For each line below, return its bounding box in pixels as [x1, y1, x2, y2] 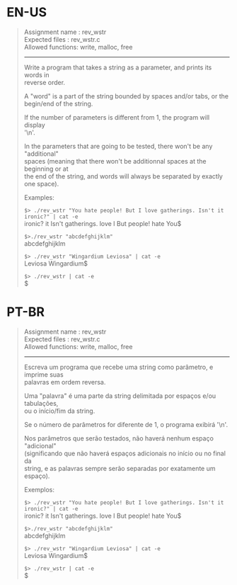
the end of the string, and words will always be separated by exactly [23, 171, 224, 181]
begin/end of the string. [23, 99, 93, 108]
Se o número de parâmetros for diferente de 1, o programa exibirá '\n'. [23, 420, 228, 428]
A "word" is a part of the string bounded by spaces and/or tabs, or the [23, 91, 229, 100]
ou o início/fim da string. [23, 407, 96, 415]
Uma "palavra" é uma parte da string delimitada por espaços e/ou [23, 391, 216, 400]
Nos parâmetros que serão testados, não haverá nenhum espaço [23, 433, 214, 443]
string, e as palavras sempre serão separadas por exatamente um [23, 464, 216, 472]
